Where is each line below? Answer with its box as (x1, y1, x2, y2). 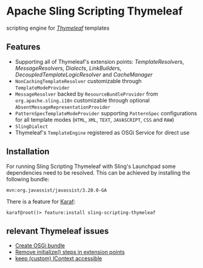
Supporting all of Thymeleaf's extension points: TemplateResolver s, (15, 58, 184, 65)
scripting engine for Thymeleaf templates (6, 24, 110, 32)
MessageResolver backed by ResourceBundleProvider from (15, 90, 159, 98)
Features (6, 42, 41, 52)
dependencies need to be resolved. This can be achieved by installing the (6, 169, 191, 176)
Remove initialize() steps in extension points (15, 249, 125, 256)
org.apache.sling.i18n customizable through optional (15, 96, 150, 104)
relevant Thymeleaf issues (6, 226, 109, 236)
